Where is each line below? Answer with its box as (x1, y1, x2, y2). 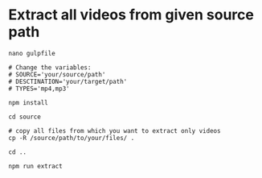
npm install (8, 98, 48, 106)
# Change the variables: (8, 63, 92, 72)
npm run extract (8, 162, 63, 170)
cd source (8, 113, 42, 121)
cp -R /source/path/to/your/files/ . (8, 134, 135, 142)
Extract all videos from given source (8, 6, 255, 24)
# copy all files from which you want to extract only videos (8, 126, 221, 135)
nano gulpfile (8, 49, 56, 57)
